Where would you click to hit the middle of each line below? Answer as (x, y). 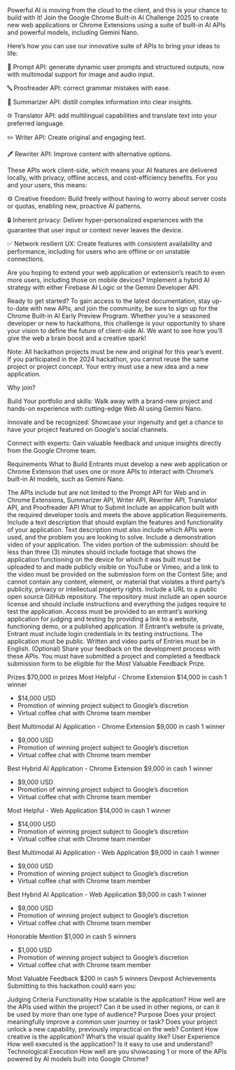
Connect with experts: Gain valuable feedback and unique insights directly (114, 443)
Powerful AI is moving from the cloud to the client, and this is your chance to (117, 10)
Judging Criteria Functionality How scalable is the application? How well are (116, 999)
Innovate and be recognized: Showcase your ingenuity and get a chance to (115, 422)
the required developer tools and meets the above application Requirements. (117, 515)
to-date (18, 308)
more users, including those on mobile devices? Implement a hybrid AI (108, 280)
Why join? (22, 387)
